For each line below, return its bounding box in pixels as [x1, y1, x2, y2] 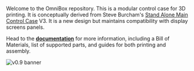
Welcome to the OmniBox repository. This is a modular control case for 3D [6, 5, 186, 12]
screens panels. [6, 23, 45, 31]
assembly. [6, 48, 31, 55]
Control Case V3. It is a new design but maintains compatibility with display [6, 18, 188, 24]
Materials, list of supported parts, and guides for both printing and [6, 41, 166, 48]
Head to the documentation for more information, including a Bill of [6, 35, 170, 42]
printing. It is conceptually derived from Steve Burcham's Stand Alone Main [6, 11, 188, 18]
